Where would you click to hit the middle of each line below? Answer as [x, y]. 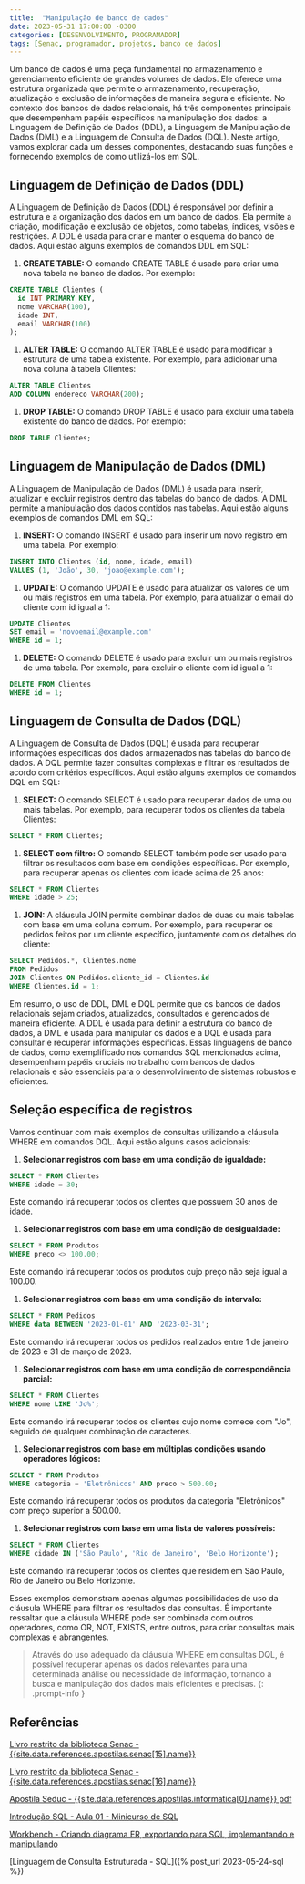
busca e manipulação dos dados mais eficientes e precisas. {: [147, 1684]
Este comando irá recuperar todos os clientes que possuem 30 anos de [143, 1202]
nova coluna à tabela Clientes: [79, 369]
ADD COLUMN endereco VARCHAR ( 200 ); [77, 394]
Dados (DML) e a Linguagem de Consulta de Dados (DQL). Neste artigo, [145, 137]
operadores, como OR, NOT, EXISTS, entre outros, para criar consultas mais [152, 1628]
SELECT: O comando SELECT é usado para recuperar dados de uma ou [158, 800]
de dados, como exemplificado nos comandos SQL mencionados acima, [145, 1052]
